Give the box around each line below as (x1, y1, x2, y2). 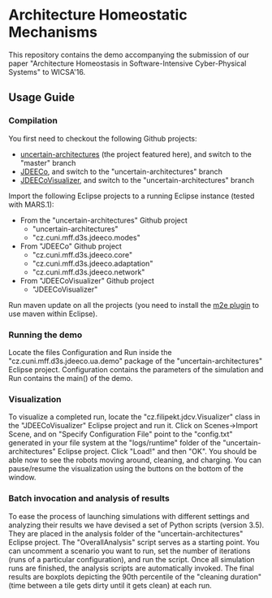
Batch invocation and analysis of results (8, 493, 171, 505)
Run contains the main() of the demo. (8, 373, 133, 383)
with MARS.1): (8, 199, 54, 209)
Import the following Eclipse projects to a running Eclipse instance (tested (8, 191, 255, 201)
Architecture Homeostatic (8, 6, 188, 24)
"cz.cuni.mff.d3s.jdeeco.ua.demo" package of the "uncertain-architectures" (8, 356, 263, 366)
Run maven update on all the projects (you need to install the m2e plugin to (8, 300, 260, 310)
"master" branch (19, 158, 76, 167)
